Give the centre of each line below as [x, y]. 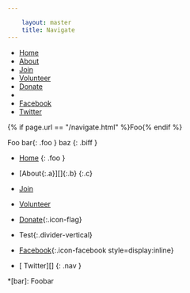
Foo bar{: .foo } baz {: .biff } [53, 142]
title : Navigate [49, 30]
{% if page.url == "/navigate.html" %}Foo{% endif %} [95, 127]
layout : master [47, 22]
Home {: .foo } [42, 158]
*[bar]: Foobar [31, 281]
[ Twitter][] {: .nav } [50, 265]
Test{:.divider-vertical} [55, 234]
